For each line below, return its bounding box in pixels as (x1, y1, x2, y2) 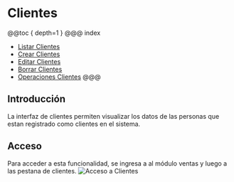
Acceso (7, 140, 43, 152)
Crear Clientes (17, 50, 60, 58)
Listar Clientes (17, 42, 60, 50)
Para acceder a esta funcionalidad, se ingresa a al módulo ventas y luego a (7, 159, 228, 168)
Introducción (7, 93, 66, 105)
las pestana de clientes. (7, 166, 77, 175)
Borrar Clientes (17, 65, 63, 73)
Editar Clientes (17, 57, 61, 65)
